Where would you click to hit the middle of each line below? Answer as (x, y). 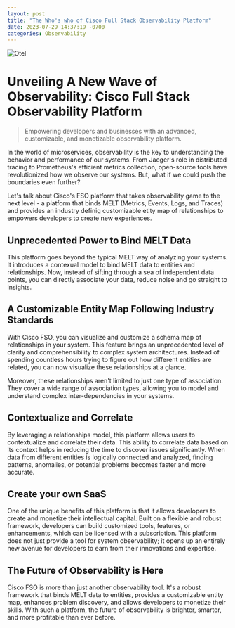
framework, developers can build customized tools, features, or (99, 526)
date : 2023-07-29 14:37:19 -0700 (56, 27)
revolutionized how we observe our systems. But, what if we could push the (117, 175)
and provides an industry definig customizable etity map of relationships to (115, 211)
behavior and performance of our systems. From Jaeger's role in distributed (117, 160)
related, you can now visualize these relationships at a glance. (97, 367)
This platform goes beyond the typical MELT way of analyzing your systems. (117, 257)
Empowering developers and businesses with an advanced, (110, 132)
